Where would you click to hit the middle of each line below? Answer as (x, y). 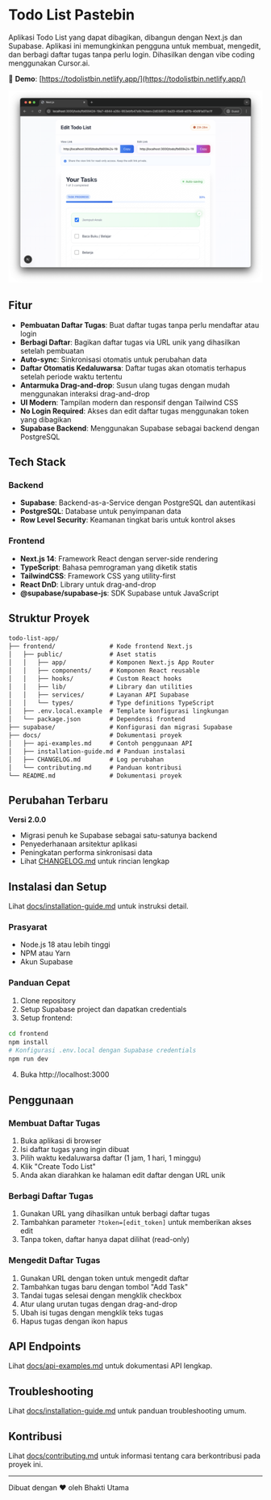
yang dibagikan (46, 419)
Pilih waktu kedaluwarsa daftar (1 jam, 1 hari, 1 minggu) (110, 1158)
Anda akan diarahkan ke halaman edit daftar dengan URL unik (123, 1175)
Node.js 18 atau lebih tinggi (65, 945)
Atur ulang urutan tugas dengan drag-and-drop (98, 1303)
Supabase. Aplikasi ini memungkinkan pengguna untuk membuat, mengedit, (135, 45)
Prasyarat (28, 927)
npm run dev (28, 1059)
